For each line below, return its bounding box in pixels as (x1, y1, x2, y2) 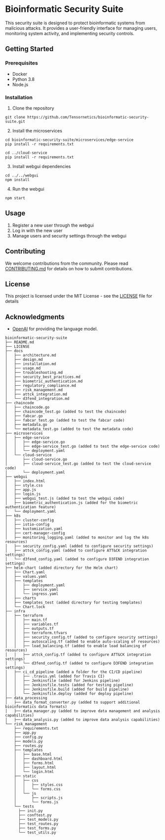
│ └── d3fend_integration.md (5, 396, 70, 401)
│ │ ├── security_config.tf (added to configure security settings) (5, 635, 158, 640)
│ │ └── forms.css (14, 787, 61, 792)
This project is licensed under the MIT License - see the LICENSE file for (5, 293, 152, 299)
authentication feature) (5, 505, 56, 510)
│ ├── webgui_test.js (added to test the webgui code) (5, 496, 125, 501)
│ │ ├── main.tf (5, 617, 48, 623)
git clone (5, 115, 26, 120)
